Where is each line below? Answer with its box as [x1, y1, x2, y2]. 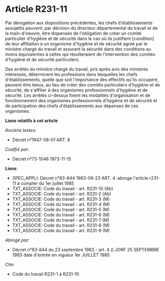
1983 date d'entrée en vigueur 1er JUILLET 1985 [12, 252, 110, 258]
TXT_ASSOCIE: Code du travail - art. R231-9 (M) [12, 227, 110, 233]
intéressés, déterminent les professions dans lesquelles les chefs [5, 71, 138, 77]
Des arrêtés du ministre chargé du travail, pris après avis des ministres [5, 66, 148, 72]
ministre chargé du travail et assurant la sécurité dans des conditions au [5, 46, 151, 52]
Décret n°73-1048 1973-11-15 [12, 156, 71, 161]
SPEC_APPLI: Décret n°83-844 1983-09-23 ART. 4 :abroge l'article [12, 175, 149, 181]
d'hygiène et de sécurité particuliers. [5, 56, 80, 62]
